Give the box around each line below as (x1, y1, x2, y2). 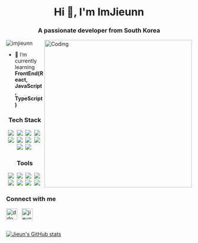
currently (14, 57, 37, 64)
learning (14, 64, 35, 71)
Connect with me (6, 195, 56, 203)
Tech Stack (8, 116, 41, 124)
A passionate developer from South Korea (38, 27, 160, 35)
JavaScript (14, 83, 42, 90)
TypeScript (14, 95, 43, 102)
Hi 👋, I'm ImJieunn (54, 5, 144, 19)
